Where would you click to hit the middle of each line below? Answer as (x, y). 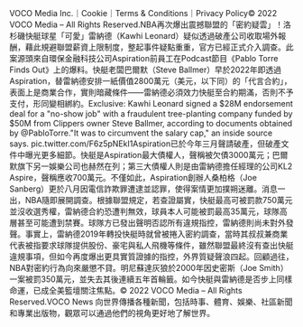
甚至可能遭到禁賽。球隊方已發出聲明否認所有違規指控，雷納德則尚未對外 (151, 223)
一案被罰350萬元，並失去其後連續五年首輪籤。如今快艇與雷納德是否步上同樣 (151, 279)
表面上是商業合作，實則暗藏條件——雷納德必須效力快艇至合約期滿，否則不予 (151, 92)
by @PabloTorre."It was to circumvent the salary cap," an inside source (141, 133)
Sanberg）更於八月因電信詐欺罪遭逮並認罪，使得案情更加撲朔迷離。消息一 (147, 189)
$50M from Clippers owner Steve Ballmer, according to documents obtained (151, 123)
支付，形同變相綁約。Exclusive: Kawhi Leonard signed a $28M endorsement (151, 103)
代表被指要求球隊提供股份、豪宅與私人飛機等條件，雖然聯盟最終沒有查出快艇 (151, 245)
